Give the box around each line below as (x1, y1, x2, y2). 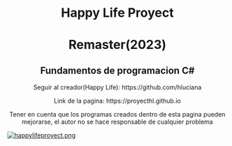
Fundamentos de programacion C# (40, 64, 195, 76)
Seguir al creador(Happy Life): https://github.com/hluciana (33, 83, 202, 92)
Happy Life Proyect (60, 5, 174, 21)
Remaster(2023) (68, 37, 166, 53)
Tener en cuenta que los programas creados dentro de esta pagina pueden (9, 110, 226, 119)
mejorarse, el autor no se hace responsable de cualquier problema (22, 117, 213, 126)
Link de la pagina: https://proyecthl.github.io (53, 96, 182, 105)
